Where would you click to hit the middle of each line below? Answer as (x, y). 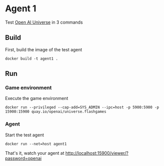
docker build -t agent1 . (31, 59)
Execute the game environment (37, 99)
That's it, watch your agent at (35, 153)
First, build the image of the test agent (44, 49)
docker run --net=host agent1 (36, 144)
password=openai (23, 158)
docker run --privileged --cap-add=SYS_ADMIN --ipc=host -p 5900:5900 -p (82, 107)
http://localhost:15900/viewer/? (97, 153)
